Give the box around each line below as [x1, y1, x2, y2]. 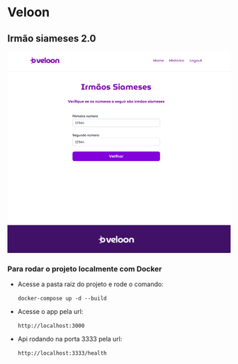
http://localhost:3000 [17, 322, 85, 329]
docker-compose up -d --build [17, 295, 108, 302]
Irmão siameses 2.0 [7, 33, 96, 45]
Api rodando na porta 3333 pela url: [17, 334, 123, 343]
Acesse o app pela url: [17, 307, 84, 315]
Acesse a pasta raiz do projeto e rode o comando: [17, 280, 164, 288]
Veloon [7, 4, 50, 20]
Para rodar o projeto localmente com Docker [7, 264, 162, 274]
